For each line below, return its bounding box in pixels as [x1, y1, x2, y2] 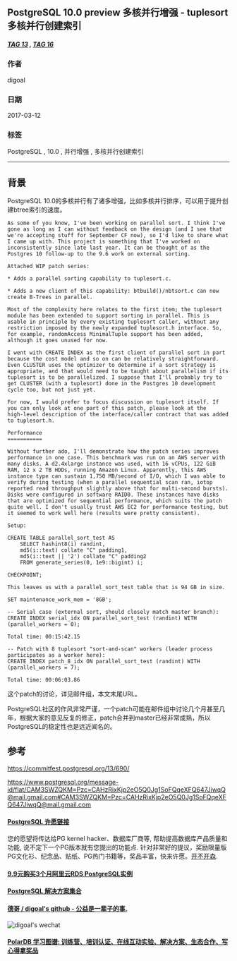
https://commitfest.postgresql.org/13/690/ [7, 764, 130, 773]
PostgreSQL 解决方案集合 [7, 887, 83, 895]
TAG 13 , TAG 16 [7, 40, 54, 48]
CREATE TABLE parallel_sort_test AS [7, 535, 115, 542]
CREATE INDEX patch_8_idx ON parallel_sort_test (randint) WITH [7, 658, 200, 665]
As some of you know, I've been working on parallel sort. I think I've [7, 219, 226, 227]
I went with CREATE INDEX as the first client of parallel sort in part [7, 349, 226, 356]
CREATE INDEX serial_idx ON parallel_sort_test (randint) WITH [7, 615, 197, 622]
